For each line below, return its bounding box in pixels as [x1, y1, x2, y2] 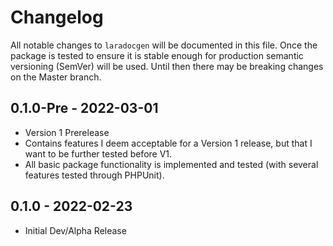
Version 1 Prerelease [24, 126, 110, 138]
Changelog [10, 6, 104, 29]
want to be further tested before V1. [24, 147, 173, 160]
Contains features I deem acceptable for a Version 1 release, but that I [24, 137, 313, 149]
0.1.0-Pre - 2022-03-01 [10, 100, 159, 117]
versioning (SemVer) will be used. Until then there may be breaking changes [10, 60, 324, 72]
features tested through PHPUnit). [24, 169, 165, 181]
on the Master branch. [10, 71, 102, 83]
